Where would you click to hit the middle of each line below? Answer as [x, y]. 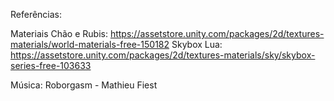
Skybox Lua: [197, 44]
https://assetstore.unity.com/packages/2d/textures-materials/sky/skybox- [163, 55]
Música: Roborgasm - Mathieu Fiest [84, 85]
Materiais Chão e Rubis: [59, 33]
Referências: [36, 14]
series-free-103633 [51, 65]
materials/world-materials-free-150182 [90, 44]
